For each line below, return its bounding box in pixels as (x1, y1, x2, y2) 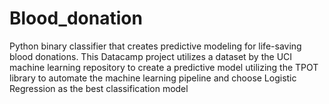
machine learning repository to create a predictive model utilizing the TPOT (9, 61, 319, 73)
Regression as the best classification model (9, 82, 189, 94)
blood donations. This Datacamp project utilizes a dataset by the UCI (9, 50, 293, 62)
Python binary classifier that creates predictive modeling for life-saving (9, 40, 302, 52)
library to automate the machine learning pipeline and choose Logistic (9, 72, 297, 84)
